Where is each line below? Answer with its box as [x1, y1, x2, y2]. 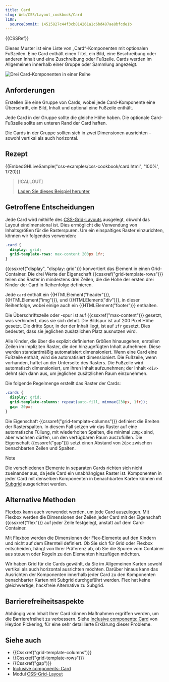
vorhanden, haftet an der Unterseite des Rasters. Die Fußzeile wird [5, 360, 144, 366]
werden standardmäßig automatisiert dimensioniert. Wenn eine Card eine [5, 349, 157, 355]
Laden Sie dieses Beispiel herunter [17, 188, 90, 194]
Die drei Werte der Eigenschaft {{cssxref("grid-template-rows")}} [27, 271, 163, 277]
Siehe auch [5, 636, 41, 645]
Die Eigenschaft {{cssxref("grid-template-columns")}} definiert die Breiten [5, 418, 160, 424]
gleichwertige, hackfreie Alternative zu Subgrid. [5, 582, 104, 588]
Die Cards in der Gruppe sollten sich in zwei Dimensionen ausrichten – [5, 130, 151, 136]
